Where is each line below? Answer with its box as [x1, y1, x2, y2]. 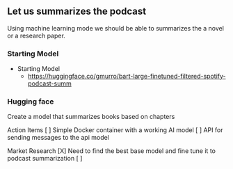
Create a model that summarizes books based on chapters [7, 113, 175, 121]
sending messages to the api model [7, 134, 110, 142]
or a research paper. [7, 31, 66, 40]
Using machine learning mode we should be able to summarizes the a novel [7, 24, 225, 32]
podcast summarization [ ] [7, 154, 83, 163]
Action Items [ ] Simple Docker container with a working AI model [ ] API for [7, 126, 223, 134]
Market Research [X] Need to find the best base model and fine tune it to [7, 147, 216, 155]
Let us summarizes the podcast [7, 6, 147, 17]
